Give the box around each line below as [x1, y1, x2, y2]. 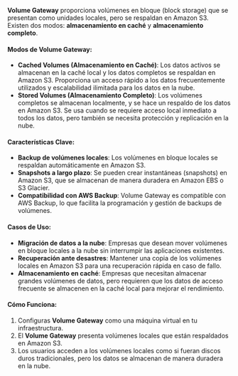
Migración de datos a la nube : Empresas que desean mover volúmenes [17, 239, 227, 247]
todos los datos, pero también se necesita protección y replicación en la [17, 114, 229, 122]
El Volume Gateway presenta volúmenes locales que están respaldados [17, 331, 229, 340]
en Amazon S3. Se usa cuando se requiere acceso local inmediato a [17, 106, 217, 115]
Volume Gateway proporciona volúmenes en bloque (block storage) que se [7, 6, 229, 14]
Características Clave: [7, 137, 75, 146]
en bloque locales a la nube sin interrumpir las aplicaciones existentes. [17, 246, 225, 255]
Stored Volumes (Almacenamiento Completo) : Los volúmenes [17, 91, 202, 100]
